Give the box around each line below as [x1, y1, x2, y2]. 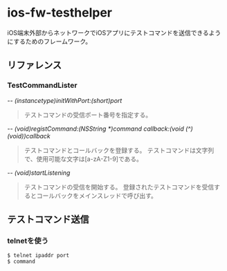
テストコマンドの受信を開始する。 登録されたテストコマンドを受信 [24, 183, 215, 191]
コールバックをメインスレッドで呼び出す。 [36, 191, 158, 200]
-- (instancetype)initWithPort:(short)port [7, 96, 122, 104]
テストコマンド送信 [7, 214, 89, 225]
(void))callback [7, 131, 51, 140]
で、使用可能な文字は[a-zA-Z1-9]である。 [24, 154, 143, 163]
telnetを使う [7, 236, 49, 245]
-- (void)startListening [7, 168, 71, 177]
